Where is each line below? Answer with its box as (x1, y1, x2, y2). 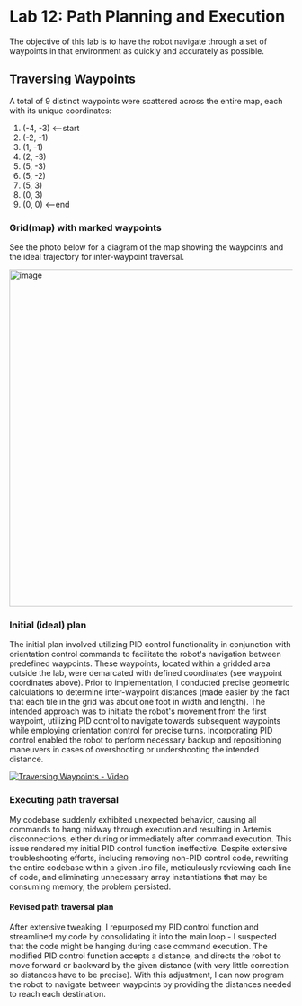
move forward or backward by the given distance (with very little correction (9, 959, 289, 970)
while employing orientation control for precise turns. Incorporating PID (9, 726, 273, 736)
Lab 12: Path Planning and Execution (9, 6, 286, 27)
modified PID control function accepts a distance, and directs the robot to (9, 950, 281, 961)
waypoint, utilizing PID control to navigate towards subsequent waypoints (9, 716, 281, 726)
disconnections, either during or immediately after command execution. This (9, 833, 292, 844)
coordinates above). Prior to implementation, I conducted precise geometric (9, 677, 290, 689)
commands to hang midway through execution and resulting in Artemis (9, 823, 271, 834)
